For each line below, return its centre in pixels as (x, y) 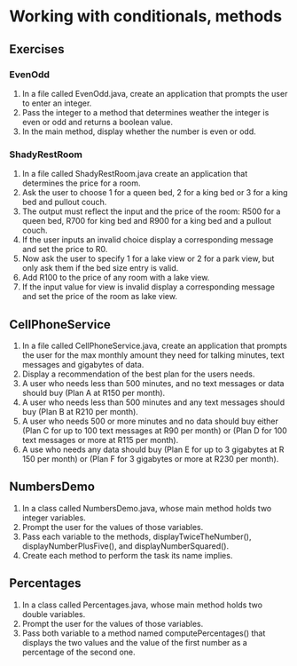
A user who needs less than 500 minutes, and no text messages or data (153, 383)
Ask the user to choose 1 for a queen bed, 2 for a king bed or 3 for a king (155, 193)
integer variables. (54, 518)
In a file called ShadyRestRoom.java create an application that (135, 174)
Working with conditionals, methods (145, 16)
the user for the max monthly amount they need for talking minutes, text (153, 355)
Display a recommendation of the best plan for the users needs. (138, 374)
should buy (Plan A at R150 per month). (94, 392)
